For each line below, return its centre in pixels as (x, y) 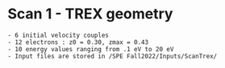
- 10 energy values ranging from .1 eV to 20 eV (91, 49)
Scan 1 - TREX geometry (90, 14)
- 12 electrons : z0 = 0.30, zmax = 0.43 (78, 42)
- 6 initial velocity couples (58, 35)
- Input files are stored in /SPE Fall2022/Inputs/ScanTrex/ (112, 56)
